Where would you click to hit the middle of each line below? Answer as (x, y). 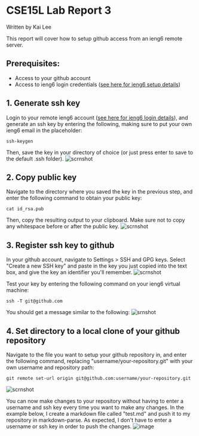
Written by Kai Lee (29, 27)
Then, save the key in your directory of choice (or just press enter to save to (99, 152)
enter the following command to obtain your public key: (74, 198)
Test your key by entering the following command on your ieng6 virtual (93, 284)
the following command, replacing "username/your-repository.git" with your (99, 361)
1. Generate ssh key (43, 103)
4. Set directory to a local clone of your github (93, 331)
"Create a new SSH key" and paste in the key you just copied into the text (97, 266)
